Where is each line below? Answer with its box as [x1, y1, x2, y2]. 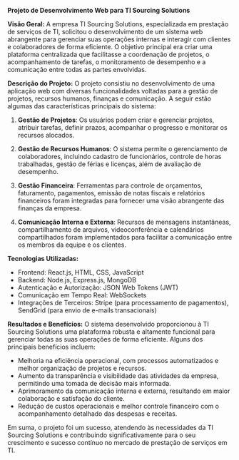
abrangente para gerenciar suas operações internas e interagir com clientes [7, 35, 231, 44]
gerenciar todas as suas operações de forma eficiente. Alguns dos [7, 335, 203, 343]
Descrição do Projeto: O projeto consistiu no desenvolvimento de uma [7, 79, 215, 88]
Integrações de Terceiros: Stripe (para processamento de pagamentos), [17, 299, 230, 307]
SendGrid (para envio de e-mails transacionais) [17, 306, 157, 315]
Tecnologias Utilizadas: [7, 255, 78, 262]
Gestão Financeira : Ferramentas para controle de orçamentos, [17, 181, 203, 190]
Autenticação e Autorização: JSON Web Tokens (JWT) [17, 283, 178, 292]
